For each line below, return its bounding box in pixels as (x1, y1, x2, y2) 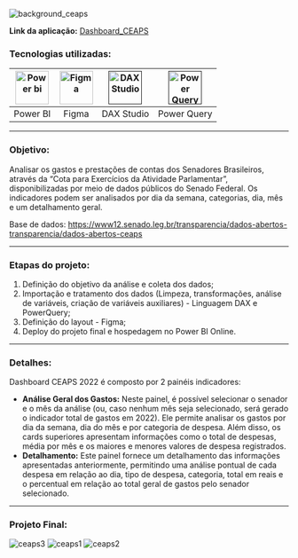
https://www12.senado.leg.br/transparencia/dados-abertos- (67, 218, 288, 230)
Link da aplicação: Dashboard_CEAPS (9, 26, 149, 35)
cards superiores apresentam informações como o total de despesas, (21, 431, 277, 443)
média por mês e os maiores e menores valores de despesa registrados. (21, 441, 286, 452)
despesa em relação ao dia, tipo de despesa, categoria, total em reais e (21, 469, 284, 480)
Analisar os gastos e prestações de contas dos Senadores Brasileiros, (9, 164, 264, 175)
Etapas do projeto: (9, 258, 90, 271)
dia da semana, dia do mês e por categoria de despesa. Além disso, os (21, 422, 281, 433)
